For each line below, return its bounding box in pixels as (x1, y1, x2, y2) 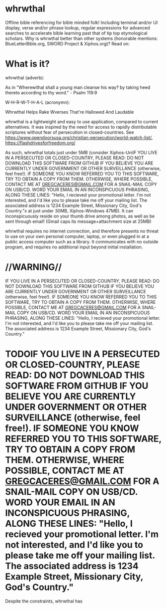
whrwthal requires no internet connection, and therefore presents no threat (5, 228, 159, 234)
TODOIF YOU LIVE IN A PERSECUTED (5, 349, 160, 360)
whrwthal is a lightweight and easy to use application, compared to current (5, 118, 159, 125)
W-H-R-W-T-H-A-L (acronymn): (5, 99, 70, 105)
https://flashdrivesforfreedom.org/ (5, 140, 76, 146)
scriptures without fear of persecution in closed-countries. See (5, 129, 134, 135)
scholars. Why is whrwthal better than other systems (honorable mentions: (5, 35, 158, 41)
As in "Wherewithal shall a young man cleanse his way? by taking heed (5, 84, 151, 90)
